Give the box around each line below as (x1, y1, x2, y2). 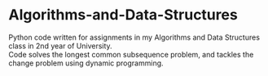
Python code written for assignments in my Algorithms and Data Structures (8, 32, 261, 42)
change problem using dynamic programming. (8, 58, 165, 68)
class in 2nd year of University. (8, 40, 112, 50)
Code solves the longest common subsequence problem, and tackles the (8, 49, 254, 59)
